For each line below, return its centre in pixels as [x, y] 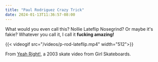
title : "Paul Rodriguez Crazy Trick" [45, 10]
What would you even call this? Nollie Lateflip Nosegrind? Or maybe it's [79, 29]
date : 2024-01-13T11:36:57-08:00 [40, 15]
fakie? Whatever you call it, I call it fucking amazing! [60, 34]
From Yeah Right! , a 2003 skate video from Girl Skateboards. [68, 54]
